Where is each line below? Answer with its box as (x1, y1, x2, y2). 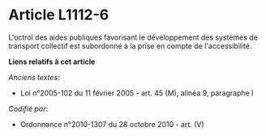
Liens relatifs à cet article (8, 57, 96, 66)
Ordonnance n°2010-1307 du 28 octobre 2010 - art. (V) (19, 119, 204, 129)
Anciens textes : (8, 72, 61, 82)
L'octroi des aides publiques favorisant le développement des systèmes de (8, 32, 258, 42)
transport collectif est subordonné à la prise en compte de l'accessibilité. (8, 40, 252, 50)
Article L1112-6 (8, 6, 109, 24)
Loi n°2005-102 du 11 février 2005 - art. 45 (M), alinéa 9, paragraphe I (19, 87, 254, 98)
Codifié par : (8, 104, 49, 113)
